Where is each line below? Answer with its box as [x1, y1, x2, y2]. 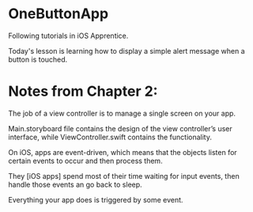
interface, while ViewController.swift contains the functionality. [8, 132, 212, 142]
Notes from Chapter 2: [8, 82, 158, 100]
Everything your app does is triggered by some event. [8, 195, 183, 204]
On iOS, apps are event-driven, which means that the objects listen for [8, 147, 237, 157]
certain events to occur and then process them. [8, 156, 164, 165]
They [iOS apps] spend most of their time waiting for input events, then [8, 171, 240, 180]
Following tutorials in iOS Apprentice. [8, 31, 129, 40]
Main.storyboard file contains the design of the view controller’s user [8, 123, 233, 133]
